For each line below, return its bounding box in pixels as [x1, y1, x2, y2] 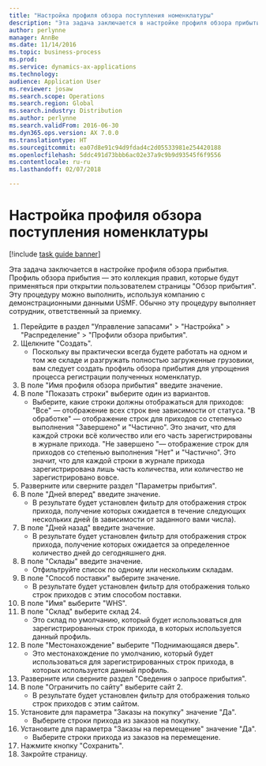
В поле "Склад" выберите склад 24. [20, 607, 141, 616]
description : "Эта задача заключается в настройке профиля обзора [9, 19, 232, 27]
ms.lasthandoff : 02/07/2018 [9, 166, 102, 174]
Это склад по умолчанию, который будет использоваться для [32, 615, 242, 624]
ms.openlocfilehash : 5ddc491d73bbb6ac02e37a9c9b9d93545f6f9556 [9, 151, 222, 159]
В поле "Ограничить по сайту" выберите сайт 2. [20, 682, 184, 691]
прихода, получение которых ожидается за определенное [32, 540, 230, 549]
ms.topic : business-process [9, 48, 102, 56]
